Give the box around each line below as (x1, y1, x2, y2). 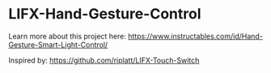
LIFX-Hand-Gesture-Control (8, 5, 201, 23)
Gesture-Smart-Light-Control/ (8, 39, 108, 49)
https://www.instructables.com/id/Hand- (128, 31, 263, 41)
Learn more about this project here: (8, 31, 127, 41)
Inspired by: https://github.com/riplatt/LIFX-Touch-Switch (8, 55, 200, 65)
